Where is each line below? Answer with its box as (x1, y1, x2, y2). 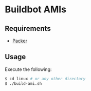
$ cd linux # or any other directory (5, 76, 86, 81)
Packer (12, 38, 28, 44)
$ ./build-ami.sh (5, 81, 42, 86)
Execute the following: (5, 66, 52, 72)
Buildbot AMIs (5, 4, 67, 15)
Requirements (5, 24, 51, 33)
